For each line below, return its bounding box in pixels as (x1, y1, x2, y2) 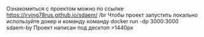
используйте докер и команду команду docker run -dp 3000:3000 (6, 18, 179, 24)
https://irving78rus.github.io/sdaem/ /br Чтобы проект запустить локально (6, 11, 198, 18)
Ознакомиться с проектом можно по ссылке (6, 5, 124, 12)
